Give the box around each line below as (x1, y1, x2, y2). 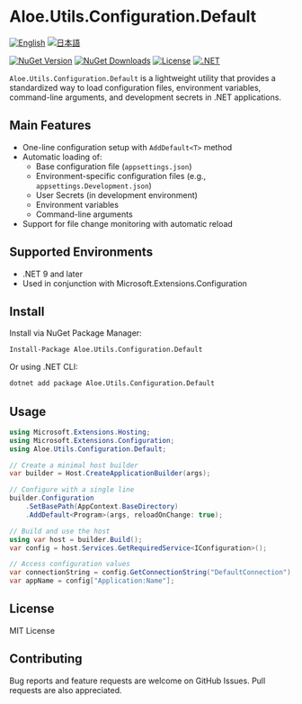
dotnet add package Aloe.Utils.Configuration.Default (9, 379, 216, 388)
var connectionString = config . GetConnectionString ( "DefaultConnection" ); (9, 568, 296, 577)
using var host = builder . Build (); (9, 535, 143, 544)
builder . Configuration (9, 493, 94, 503)
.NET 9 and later (22, 268, 84, 279)
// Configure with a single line (9, 485, 135, 494)
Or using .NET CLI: (9, 362, 78, 373)
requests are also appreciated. (9, 684, 123, 695)
